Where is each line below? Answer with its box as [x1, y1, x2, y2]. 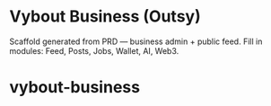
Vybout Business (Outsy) [9, 6, 202, 27]
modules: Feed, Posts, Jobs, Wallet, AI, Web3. [9, 45, 179, 56]
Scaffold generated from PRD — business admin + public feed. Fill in [9, 36, 263, 47]
